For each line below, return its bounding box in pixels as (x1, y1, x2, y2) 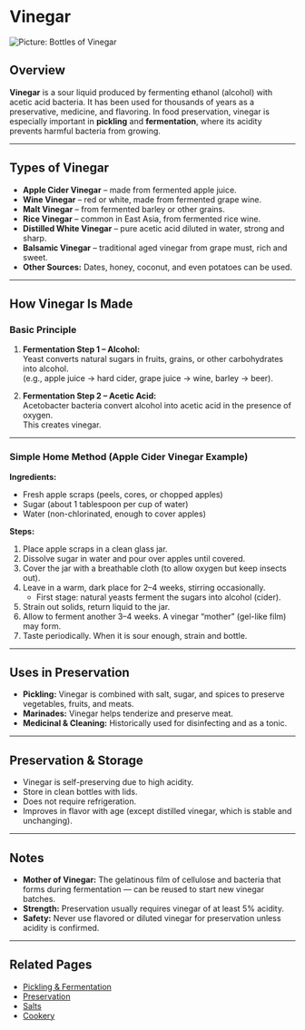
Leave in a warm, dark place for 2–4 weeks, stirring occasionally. (22, 582, 266, 593)
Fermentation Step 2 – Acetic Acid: (22, 390, 157, 401)
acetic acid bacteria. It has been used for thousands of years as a (9, 96, 255, 107)
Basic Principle (9, 323, 77, 336)
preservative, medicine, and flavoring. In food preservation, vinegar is (9, 106, 271, 117)
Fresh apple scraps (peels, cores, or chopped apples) (22, 488, 224, 500)
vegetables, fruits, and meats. (22, 699, 134, 710)
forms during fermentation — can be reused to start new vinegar (22, 883, 265, 895)
